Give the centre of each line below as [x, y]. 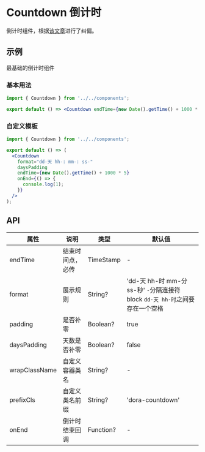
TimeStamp [104, 260]
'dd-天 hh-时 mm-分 [157, 281]
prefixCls [22, 400]
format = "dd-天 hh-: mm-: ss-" [55, 162]
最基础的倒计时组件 [31, 67]
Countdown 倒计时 [54, 13]
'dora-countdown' [153, 400]
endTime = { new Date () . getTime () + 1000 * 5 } [74, 173]
